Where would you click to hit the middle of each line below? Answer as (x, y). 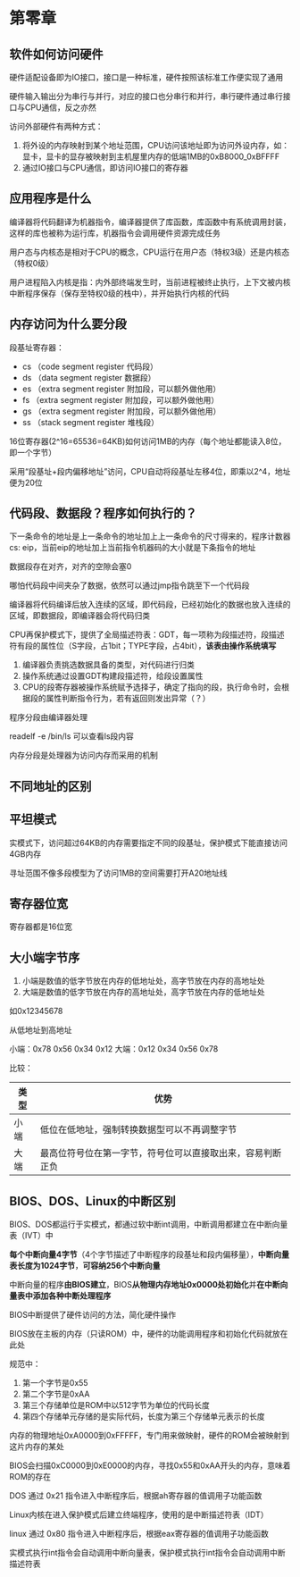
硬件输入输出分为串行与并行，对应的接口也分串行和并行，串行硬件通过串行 (146, 96)
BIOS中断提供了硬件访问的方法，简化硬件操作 (93, 1315)
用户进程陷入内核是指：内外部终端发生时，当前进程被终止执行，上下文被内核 (150, 281)
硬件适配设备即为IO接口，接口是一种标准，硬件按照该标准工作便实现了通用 (146, 77)
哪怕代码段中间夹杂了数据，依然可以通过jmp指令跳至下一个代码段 (129, 585)
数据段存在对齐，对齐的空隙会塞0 (71, 566)
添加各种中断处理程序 (72, 1296)
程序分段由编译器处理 (48, 717)
